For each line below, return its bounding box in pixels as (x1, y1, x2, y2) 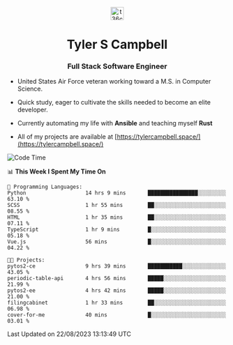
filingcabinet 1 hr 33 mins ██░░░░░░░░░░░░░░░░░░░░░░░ (7, 300, 227, 307)
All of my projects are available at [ (17, 132, 117, 141)
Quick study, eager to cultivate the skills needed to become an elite (17, 98, 211, 107)
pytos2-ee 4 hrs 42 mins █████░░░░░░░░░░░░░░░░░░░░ (7, 287, 227, 294)
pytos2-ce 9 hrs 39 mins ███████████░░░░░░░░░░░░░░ (7, 263, 227, 270)
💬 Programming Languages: (7, 183, 82, 191)
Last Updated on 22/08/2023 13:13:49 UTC (7, 330, 131, 338)
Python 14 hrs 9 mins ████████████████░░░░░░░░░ (7, 190, 227, 197)
